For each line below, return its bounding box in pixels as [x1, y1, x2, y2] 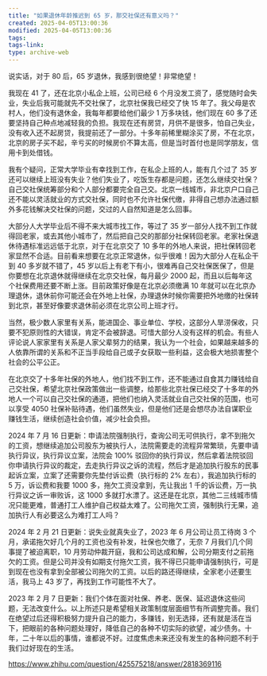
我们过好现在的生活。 [8, 643, 78, 652]
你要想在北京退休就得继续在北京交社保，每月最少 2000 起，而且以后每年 [8, 271, 246, 280]
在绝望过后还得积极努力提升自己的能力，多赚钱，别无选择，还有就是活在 [8, 613, 245, 623]
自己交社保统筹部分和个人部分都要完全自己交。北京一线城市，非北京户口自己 [8, 184, 259, 194]
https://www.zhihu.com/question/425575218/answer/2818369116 [8, 659, 222, 668]
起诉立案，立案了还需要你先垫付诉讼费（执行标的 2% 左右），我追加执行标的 [8, 470, 257, 480]
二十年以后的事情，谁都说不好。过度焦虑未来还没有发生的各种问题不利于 [21, 633, 259, 643]
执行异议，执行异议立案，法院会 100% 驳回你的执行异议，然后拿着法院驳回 [8, 450, 253, 460]
